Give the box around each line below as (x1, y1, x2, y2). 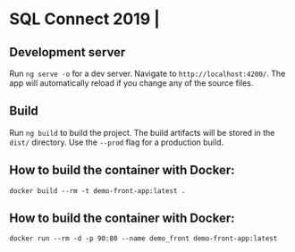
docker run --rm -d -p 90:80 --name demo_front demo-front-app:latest (9, 234, 278, 243)
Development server (9, 45, 126, 60)
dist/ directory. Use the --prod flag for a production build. (9, 137, 223, 147)
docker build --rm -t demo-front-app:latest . (9, 186, 186, 196)
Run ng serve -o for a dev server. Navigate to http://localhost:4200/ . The (9, 68, 286, 79)
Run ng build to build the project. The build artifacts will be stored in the (9, 127, 275, 138)
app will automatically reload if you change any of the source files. (9, 78, 254, 88)
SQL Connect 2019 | (9, 9, 161, 29)
